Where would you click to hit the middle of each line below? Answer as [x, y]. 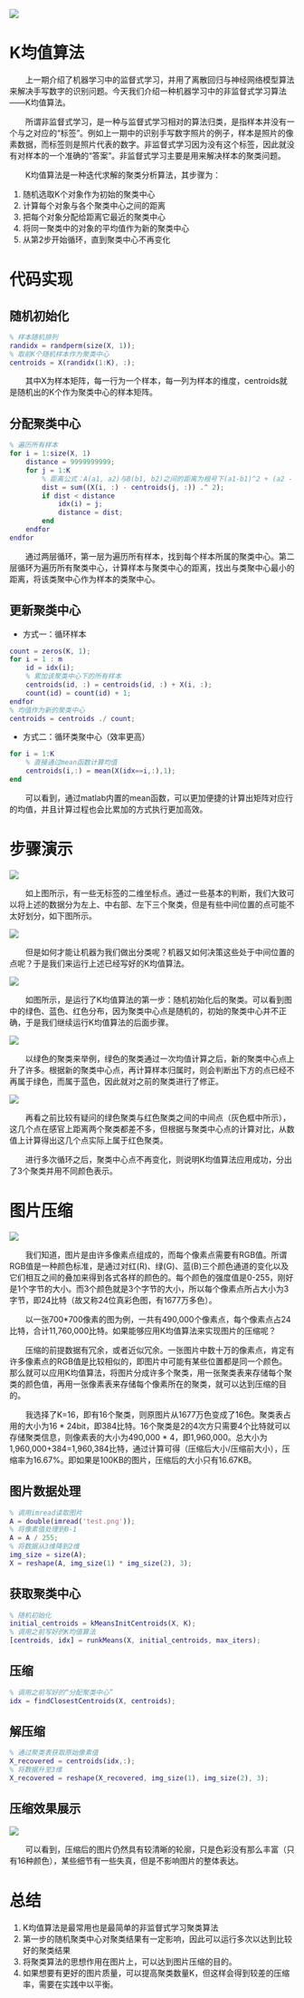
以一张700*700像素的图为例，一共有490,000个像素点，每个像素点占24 [158, 1319]
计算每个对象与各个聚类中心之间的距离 [94, 205]
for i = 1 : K [32, 754]
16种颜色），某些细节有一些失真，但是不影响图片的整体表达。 [130, 1860]
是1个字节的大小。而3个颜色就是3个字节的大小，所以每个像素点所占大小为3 [149, 1289]
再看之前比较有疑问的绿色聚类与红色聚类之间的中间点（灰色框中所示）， [158, 1117]
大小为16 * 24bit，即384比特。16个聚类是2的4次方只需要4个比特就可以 [158, 1426]
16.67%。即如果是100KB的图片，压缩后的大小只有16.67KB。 [145, 1459]
